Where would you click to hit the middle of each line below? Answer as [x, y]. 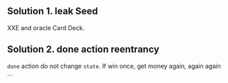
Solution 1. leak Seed [53, 11]
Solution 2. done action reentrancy [83, 50]
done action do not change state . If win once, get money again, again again [114, 66]
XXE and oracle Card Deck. [46, 27]
